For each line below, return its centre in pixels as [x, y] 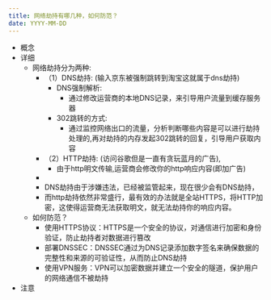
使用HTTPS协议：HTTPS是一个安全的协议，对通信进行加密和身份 [153, 227]
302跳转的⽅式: [82, 118]
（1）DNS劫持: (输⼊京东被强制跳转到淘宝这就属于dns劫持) [142, 77]
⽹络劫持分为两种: [61, 67]
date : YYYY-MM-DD [38, 23]
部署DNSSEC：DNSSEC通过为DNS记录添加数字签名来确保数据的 [152, 248]
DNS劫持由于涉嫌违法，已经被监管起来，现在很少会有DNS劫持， [151, 187]
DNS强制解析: [79, 87]
